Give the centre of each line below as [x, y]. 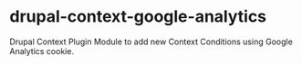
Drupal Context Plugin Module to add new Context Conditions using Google [151, 42]
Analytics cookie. [42, 51]
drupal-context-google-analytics [138, 17]
